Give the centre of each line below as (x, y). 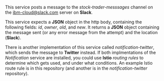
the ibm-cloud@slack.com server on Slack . (49, 12)
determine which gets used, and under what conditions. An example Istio (79, 63)
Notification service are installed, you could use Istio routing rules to (74, 58)
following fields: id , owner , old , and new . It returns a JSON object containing (82, 27)
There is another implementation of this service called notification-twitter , (80, 47)
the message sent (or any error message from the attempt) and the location (82, 32)
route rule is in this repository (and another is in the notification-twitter (76, 68)
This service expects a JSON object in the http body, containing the (74, 22)
